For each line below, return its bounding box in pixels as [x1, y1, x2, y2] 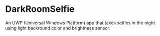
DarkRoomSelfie [5, 3, 75, 15]
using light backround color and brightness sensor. [5, 25, 110, 31]
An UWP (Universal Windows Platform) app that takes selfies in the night [5, 20, 155, 26]
